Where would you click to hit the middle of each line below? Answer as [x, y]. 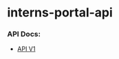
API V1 [26, 49]
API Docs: [24, 34]
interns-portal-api [60, 13]
